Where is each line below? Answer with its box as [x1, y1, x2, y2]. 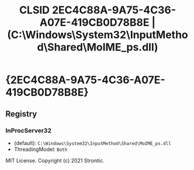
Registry [5, 109, 37, 119]
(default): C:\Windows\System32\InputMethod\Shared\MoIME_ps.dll [13, 139, 171, 146]
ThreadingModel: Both [13, 146, 68, 153]
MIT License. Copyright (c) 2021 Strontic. [5, 157, 105, 164]
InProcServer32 [5, 126, 52, 134]
